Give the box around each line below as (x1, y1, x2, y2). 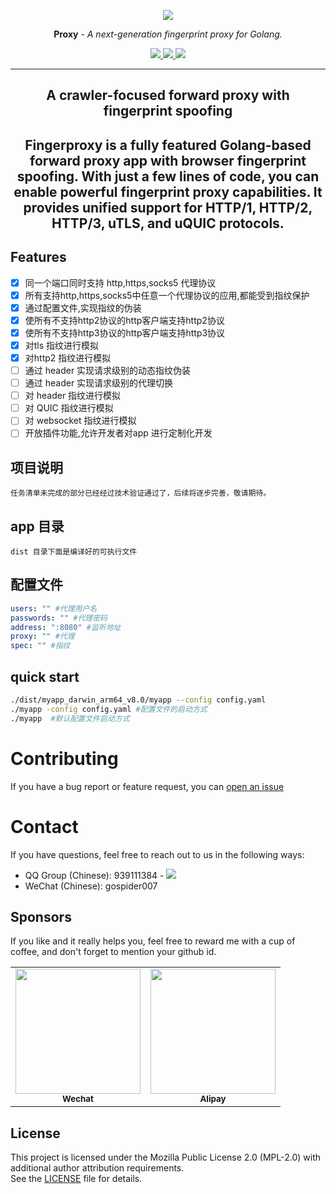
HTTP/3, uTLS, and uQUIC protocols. (51, 215, 285, 232)
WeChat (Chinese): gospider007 (24, 880, 158, 892)
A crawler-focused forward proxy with (46, 87, 290, 104)
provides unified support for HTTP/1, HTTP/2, (23, 199, 313, 216)
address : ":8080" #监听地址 (10, 622, 122, 632)
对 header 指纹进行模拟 (24, 390, 122, 402)
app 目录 (10, 518, 65, 535)
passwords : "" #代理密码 (10, 613, 108, 623)
